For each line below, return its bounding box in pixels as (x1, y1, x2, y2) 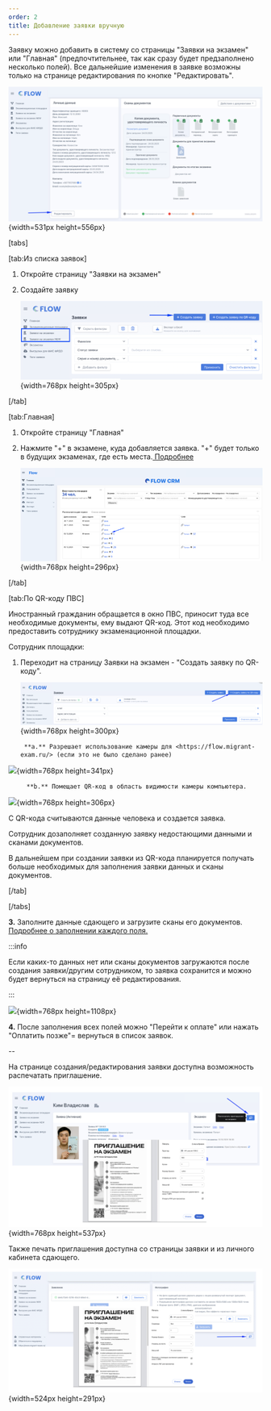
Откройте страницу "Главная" (19, 428, 125, 437)
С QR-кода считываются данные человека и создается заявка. (8, 813, 226, 823)
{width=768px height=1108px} (16, 1007, 117, 1017)
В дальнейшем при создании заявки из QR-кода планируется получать (8, 854, 255, 863)
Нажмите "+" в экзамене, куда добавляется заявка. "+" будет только (19, 444, 260, 453)
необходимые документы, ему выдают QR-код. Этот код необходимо (8, 618, 250, 628)
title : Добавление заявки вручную (8, 21, 125, 30)
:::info (8, 941, 27, 951)
